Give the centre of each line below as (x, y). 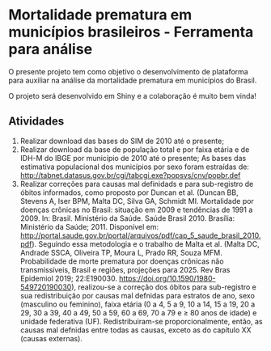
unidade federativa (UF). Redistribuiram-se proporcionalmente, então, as (141, 321)
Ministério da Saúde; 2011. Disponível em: (89, 226)
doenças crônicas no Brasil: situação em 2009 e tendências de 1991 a (136, 209)
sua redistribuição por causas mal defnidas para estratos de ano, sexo (137, 295)
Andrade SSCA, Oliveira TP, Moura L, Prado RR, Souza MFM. (121, 252)
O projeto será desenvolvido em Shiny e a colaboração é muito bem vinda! (133, 95)
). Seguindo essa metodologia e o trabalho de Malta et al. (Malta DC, (146, 243)
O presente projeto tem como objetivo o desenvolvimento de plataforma (128, 71)
